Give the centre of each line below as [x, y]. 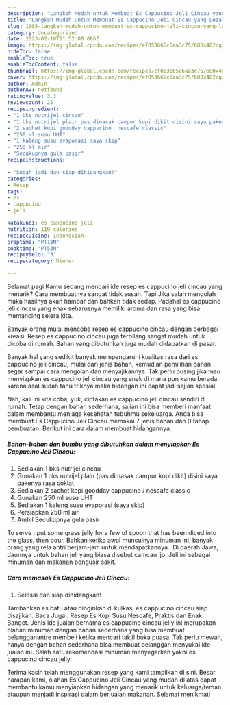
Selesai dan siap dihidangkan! [59, 595]
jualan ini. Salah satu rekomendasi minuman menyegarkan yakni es [102, 652]
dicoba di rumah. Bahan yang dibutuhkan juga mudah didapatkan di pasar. [112, 344]
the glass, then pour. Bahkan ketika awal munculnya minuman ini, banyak [110, 540]
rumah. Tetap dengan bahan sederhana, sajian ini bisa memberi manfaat [109, 406]
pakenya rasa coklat [45, 483]
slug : [15, 26]
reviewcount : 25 [30, 103]
